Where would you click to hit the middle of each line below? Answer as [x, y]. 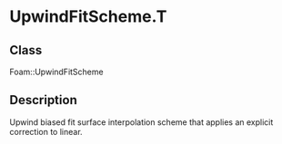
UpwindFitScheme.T [88, 17]
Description [43, 100]
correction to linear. [46, 131]
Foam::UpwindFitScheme [56, 72]
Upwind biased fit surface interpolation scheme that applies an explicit [141, 122]
